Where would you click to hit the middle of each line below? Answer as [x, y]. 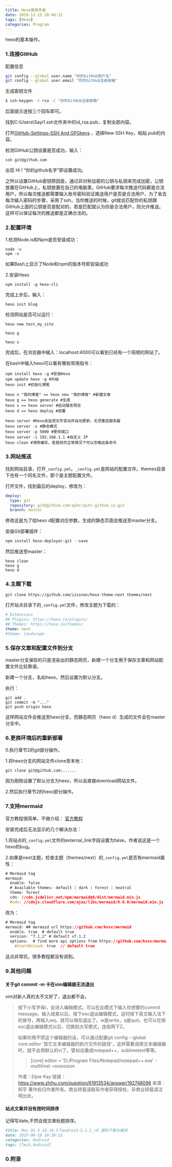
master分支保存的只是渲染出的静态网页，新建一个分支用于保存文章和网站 [82, 660]
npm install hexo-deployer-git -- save [47, 541]
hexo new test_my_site [29, 324]
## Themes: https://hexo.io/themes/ [44, 624]
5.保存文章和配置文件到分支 [39, 648]
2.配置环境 [18, 227]
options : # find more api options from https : [62, 941]
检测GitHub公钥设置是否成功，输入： [44, 150]
